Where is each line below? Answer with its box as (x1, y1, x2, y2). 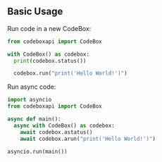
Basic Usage (7, 6, 63, 18)
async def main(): (7, 116, 61, 123)
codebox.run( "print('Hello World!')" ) (13, 70, 128, 77)
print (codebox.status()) (13, 57, 87, 64)
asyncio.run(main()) (7, 148, 68, 155)
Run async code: (7, 82, 56, 91)
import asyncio (7, 96, 52, 104)
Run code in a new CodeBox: (7, 24, 92, 32)
